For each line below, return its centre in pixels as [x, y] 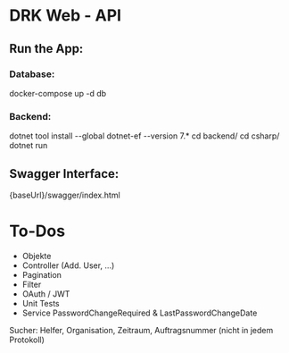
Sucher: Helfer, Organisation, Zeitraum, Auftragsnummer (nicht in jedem [141, 330]
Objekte [37, 256]
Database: [32, 74]
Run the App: [46, 49]
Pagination [42, 274]
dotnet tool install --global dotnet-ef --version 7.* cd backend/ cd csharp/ [144, 136]
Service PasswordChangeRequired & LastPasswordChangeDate [140, 313]
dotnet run [29, 146]
